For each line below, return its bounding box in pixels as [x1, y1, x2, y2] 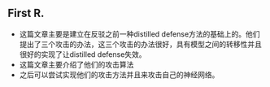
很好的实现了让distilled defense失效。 [19, 49, 147, 59]
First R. [7, 7, 45, 20]
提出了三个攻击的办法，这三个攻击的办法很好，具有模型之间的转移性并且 [19, 39, 262, 49]
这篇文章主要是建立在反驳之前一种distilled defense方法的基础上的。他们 [19, 28, 261, 39]
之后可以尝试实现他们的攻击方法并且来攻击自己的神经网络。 [19, 69, 220, 80]
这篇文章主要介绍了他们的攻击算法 [19, 59, 134, 69]
